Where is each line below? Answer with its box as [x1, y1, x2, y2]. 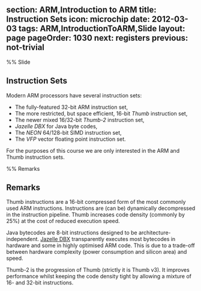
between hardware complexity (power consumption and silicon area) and [6, 248, 187, 256]
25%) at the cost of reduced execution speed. [6, 218, 120, 225]
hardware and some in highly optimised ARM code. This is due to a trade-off [6, 242, 195, 249]
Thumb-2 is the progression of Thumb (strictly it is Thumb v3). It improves [6, 266, 190, 274]
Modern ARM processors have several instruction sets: [6, 91, 142, 99]
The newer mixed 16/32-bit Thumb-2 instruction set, [14, 116, 145, 123]
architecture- [138, 229, 171, 236]
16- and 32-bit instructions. [6, 279, 74, 286]
